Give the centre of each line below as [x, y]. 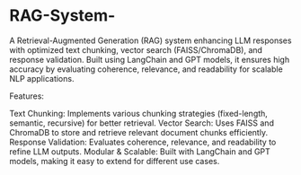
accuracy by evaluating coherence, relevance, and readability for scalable [146, 69]
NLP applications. [42, 78]
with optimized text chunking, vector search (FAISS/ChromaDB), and [136, 49]
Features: [27, 96]
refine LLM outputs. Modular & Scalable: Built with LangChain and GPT [140, 151]
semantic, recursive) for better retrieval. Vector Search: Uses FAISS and [142, 123]
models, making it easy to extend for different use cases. [115, 161]
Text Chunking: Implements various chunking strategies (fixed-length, [138, 113]
